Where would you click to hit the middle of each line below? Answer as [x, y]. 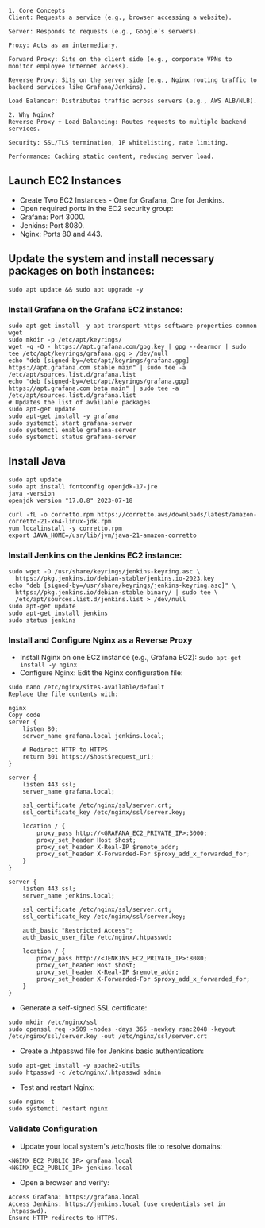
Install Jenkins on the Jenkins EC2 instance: [95, 555]
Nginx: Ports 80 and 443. [61, 234]
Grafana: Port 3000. [52, 217]
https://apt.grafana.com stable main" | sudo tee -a [97, 367]
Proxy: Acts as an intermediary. [63, 45]
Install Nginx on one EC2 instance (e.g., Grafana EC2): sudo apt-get [131, 658]
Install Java [37, 461]
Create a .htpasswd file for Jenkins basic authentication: [112, 1051]
